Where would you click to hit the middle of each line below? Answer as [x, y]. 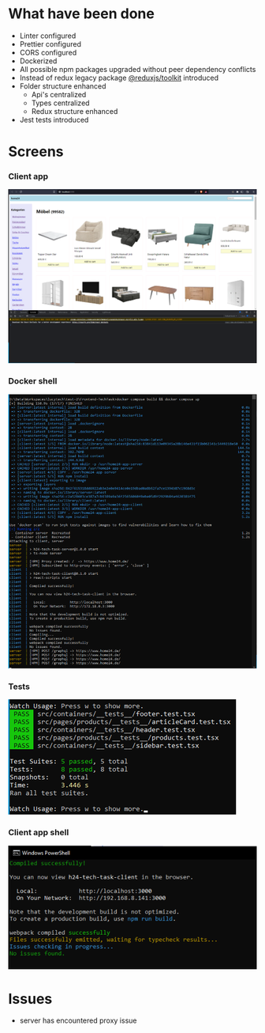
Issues [30, 999]
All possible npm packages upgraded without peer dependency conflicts [138, 69]
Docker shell [33, 381]
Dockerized [38, 61]
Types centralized [60, 103]
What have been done [82, 14]
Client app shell [39, 833]
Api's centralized [59, 94]
